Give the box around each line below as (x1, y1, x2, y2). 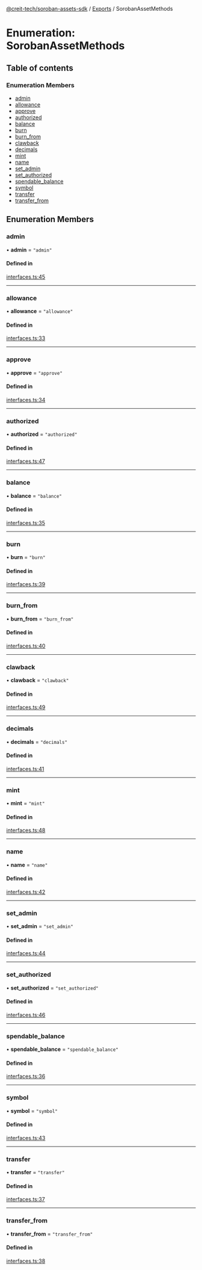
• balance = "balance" (6, 492, 62, 499)
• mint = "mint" (6, 800, 45, 807)
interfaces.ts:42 (6, 888, 46, 896)
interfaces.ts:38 (6, 1257, 46, 1265)
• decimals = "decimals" (6, 738, 68, 745)
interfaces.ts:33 (6, 335, 46, 342)
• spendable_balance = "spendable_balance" (6, 1045, 119, 1053)
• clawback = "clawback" (6, 677, 69, 684)
